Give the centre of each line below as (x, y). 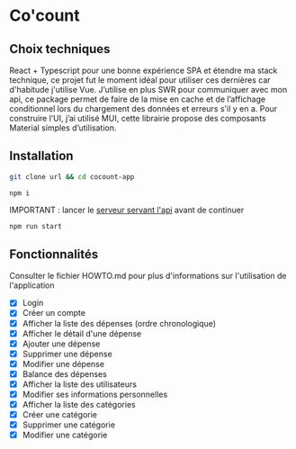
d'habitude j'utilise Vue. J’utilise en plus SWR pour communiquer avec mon (148, 90)
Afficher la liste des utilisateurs (80, 384)
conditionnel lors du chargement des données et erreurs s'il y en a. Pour (144, 108)
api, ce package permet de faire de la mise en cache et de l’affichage (138, 99)
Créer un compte (54, 313)
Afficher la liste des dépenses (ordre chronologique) (119, 323)
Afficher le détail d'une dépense (82, 333)
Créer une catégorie (59, 415)
